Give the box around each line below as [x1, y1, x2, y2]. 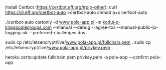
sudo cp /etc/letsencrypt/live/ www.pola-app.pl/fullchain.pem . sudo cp [5, 39, 151, 45]
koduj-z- [102, 19, 121, 25]
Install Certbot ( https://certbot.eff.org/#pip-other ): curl [5, 4, 117, 10]
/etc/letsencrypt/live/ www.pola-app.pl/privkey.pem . [5, 45, 113, 50]
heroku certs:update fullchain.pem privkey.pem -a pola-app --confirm [5, 54, 149, 60]
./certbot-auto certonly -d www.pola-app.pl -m [5, 19, 102, 25]
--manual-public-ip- [117, 24, 159, 30]
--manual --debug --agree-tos [53, 24, 116, 30]
